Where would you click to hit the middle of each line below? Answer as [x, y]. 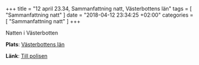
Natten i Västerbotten [32, 33]
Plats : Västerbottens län [35, 44]
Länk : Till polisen [27, 56]
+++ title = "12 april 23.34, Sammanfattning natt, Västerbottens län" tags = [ [99, 9]
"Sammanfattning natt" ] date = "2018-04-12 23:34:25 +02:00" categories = [99, 15]
